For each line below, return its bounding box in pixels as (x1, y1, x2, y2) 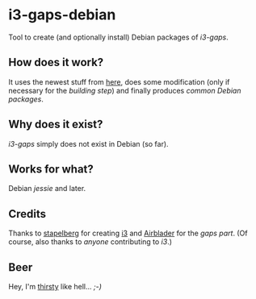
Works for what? (8, 162, 94, 176)
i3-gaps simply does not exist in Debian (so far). (8, 139, 169, 148)
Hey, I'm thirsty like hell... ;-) (8, 282, 103, 291)
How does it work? (8, 56, 104, 69)
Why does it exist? (8, 118, 103, 131)
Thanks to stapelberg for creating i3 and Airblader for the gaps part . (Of (8, 228, 248, 239)
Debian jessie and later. (8, 184, 86, 193)
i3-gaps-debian (8, 6, 116, 24)
